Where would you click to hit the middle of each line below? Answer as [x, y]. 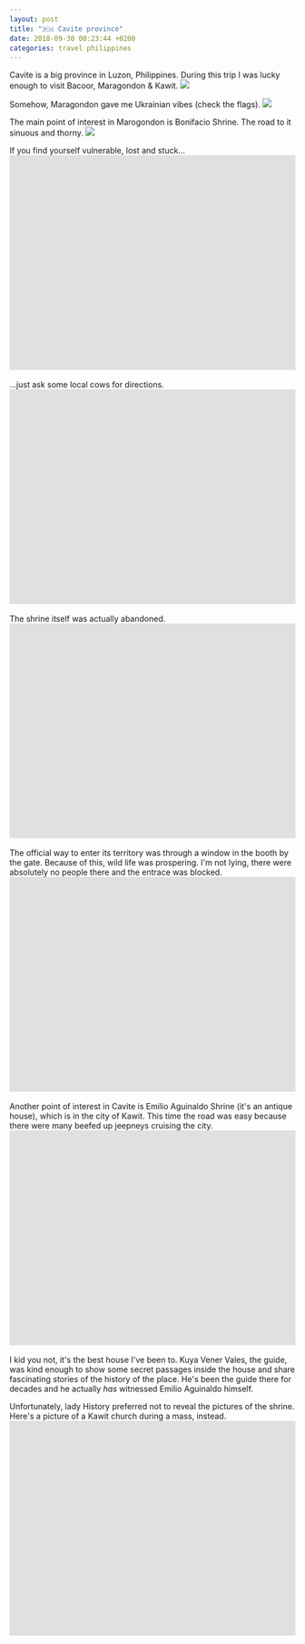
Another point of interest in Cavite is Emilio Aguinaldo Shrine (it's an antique [151, 1107]
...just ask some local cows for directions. [87, 385]
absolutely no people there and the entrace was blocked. [116, 872]
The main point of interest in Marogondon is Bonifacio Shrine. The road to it [151, 122]
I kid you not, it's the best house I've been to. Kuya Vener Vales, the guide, [148, 1360]
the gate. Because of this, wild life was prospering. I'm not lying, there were [151, 863]
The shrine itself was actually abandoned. [88, 619]
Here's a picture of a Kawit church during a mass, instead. [118, 1416]
